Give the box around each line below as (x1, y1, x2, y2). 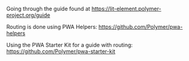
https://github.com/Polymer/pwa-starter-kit (6, 48, 116, 55)
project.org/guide (6, 11, 51, 19)
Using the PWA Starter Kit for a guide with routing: (6, 42, 133, 48)
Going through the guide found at (6, 5, 91, 12)
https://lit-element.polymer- (91, 5, 161, 12)
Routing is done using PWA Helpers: (6, 24, 98, 30)
